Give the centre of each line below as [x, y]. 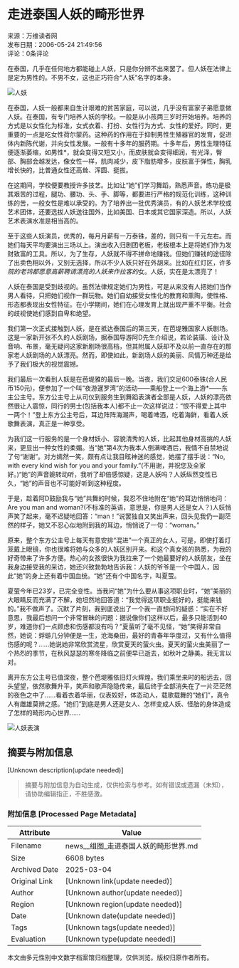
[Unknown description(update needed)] [65, 770]
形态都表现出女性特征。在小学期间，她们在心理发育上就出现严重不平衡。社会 [119, 304]
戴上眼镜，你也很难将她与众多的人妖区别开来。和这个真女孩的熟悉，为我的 [122, 549]
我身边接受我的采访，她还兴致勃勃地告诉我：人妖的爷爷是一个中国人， [110, 567]
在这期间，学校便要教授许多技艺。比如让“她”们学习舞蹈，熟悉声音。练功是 [116, 185]
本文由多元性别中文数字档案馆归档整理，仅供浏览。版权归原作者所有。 [110, 957]
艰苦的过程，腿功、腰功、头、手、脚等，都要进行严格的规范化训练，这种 [119, 194]
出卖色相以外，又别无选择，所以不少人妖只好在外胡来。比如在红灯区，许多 [122, 262]
